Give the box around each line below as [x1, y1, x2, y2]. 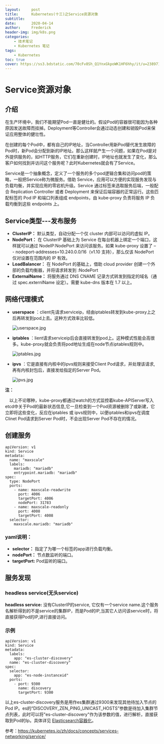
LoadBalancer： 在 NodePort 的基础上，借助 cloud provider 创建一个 [12, 261, 151, 267]
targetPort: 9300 [18, 690, 54, 695]
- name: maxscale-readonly [14, 504, 69, 509]
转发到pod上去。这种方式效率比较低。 [20, 315, 98, 321]
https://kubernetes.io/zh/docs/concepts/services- [18, 728, 119, 734]
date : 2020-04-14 [5, 21, 54, 26]
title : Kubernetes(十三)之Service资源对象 [5, 12, 99, 17]
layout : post [5, 7, 41, 12]
